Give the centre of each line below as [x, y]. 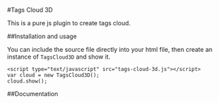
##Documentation [33, 94]
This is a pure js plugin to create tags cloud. [69, 23]
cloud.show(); [27, 81]
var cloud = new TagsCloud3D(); [53, 75]
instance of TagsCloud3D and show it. [59, 57]
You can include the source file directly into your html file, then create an [110, 49]
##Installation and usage [42, 36]
